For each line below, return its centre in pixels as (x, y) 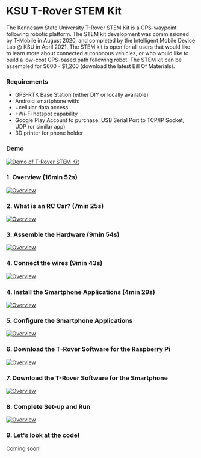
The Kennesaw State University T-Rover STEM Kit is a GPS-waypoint (91, 28)
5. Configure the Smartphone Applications (70, 320)
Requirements (27, 81)
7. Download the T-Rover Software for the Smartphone (87, 378)
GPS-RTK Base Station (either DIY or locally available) (82, 95)
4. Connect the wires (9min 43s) (54, 263)
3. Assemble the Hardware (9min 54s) (63, 234)
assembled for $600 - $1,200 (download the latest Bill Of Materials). (91, 66)
